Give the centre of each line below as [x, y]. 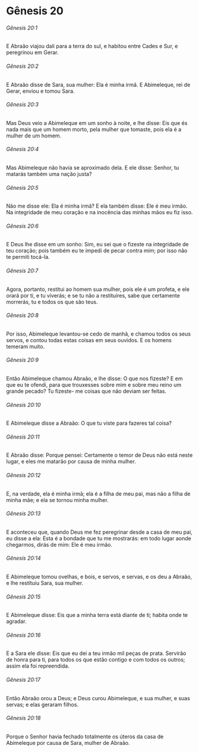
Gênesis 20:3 [22, 105]
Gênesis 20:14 [24, 558]
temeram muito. [26, 346]
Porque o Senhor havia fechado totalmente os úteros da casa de [85, 737]
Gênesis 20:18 [23, 718]
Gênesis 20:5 [22, 187]
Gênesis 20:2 [22, 66]
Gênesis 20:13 [23, 513]
